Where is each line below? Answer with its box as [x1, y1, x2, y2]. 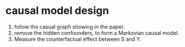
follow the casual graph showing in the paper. [14, 23, 125, 30]
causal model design [5, 4, 110, 17]
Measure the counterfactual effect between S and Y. [14, 35, 142, 42]
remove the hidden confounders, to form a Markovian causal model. [14, 29, 179, 36]
